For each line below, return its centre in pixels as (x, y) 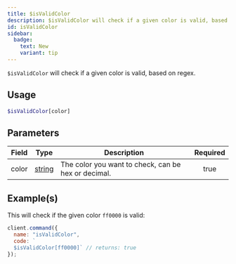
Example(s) (33, 198)
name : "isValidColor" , (47, 235)
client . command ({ (33, 228)
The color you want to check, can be (121, 164)
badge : (23, 40)
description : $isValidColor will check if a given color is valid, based (118, 20)
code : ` (25, 241)
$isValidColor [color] (39, 111)
